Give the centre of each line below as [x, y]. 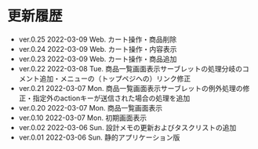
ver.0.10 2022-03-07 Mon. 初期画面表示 [82, 118]
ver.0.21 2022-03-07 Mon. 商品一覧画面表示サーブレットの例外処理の [131, 88]
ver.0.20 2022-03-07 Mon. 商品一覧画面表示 [90, 107]
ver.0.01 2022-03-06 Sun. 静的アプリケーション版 [99, 137]
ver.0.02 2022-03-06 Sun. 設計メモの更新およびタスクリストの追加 [127, 127]
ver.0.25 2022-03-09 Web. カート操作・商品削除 [98, 39]
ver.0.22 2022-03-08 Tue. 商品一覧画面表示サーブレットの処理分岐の [130, 68]
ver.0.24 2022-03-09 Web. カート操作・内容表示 [98, 49]
